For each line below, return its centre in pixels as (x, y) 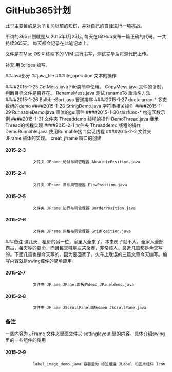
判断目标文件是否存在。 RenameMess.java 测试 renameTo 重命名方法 (78, 93)
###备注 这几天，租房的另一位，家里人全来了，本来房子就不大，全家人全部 (84, 241)
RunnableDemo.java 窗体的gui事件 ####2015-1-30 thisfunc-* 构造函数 (87, 112)
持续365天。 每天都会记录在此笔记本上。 (48, 43)
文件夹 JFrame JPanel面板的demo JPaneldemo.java (83, 285)
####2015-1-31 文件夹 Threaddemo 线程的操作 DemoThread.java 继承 (85, 119)
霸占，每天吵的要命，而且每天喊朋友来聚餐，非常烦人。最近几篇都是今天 (82, 248)
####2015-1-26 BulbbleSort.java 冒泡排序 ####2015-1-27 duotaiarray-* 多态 (86, 99)
